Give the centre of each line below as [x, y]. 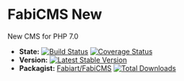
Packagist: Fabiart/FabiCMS [65, 68]
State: [29, 51]
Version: [33, 60]
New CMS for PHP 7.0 [43, 36]
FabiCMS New [55, 15]
